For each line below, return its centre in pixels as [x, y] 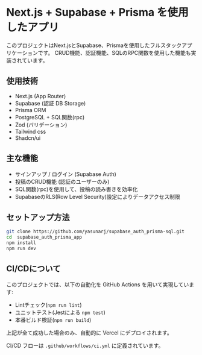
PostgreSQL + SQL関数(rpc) [50, 117]
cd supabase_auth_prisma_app [44, 237]
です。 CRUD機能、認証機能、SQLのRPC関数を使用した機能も [114, 52]
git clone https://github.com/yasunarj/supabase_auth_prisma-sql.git [96, 232]
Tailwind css [30, 131]
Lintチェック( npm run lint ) [49, 304]
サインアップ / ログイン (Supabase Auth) [65, 174]
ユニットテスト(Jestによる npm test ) [60, 312]
